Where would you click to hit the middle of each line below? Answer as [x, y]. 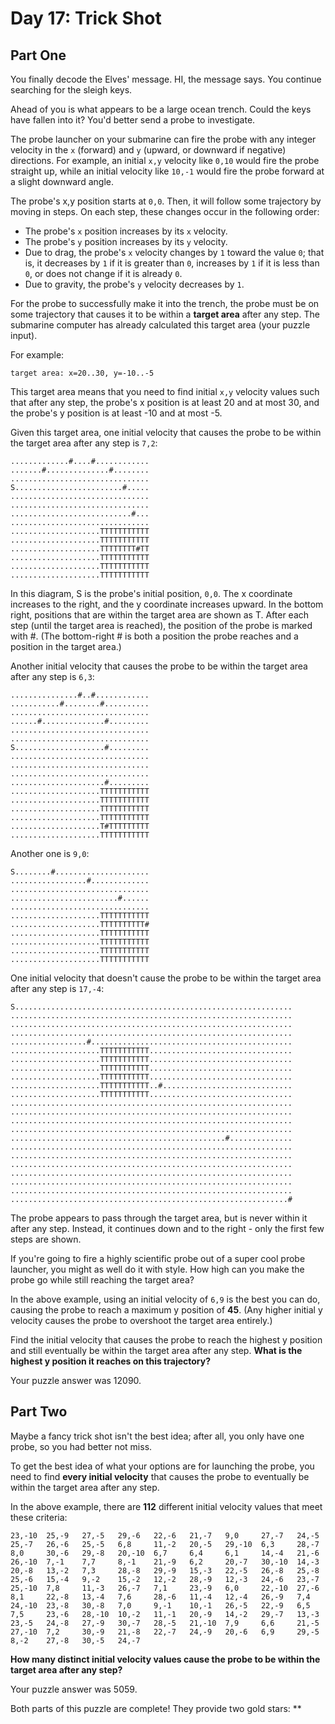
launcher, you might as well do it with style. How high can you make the [157, 1269]
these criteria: [39, 1517]
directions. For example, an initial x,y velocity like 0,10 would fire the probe [165, 160]
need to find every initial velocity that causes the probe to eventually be [160, 1476]
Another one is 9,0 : [50, 853]
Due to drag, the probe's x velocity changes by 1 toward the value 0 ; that [174, 252]
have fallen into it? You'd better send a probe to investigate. [133, 120]
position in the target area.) [66, 646]
